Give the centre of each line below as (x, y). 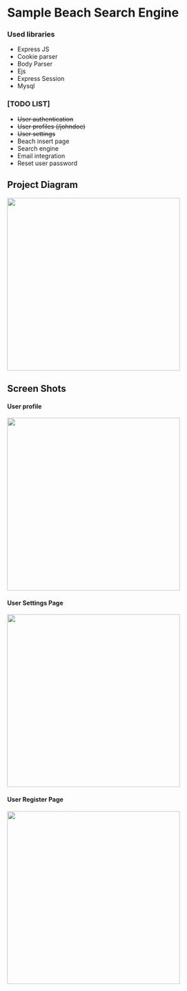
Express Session (41, 79)
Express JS (33, 49)
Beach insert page (43, 141)
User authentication (45, 119)
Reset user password (47, 163)
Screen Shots (37, 388)
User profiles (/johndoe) (51, 126)
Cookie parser (37, 57)
